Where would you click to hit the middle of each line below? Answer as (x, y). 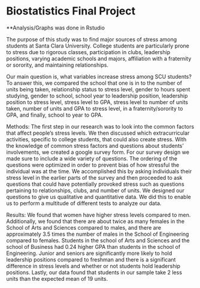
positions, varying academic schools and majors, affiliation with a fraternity (99, 58)
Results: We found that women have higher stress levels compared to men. (99, 215)
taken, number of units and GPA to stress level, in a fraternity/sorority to (95, 108)
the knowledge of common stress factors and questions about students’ (95, 146)
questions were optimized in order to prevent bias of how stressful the (93, 165)
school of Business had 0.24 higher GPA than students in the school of (93, 247)
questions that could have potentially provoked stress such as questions (95, 184)
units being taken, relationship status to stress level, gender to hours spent (98, 89)
